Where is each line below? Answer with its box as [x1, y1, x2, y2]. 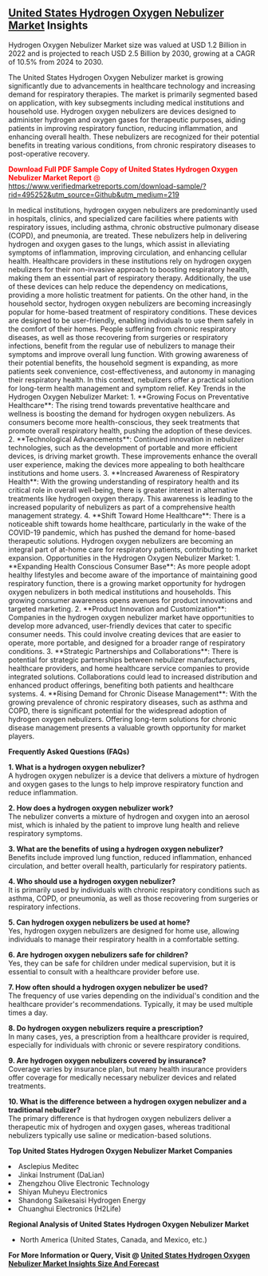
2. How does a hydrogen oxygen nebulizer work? [8, 802, 174, 813]
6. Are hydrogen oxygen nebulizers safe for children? [8, 949, 189, 959]
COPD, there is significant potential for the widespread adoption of [8, 706, 227, 715]
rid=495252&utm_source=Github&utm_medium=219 [8, 189, 179, 199]
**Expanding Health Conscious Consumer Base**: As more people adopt [8, 561, 251, 571]
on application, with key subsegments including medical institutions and [8, 97, 245, 107]
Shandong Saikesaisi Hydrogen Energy [18, 1195, 146, 1205]
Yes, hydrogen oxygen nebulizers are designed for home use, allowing [8, 925, 239, 935]
